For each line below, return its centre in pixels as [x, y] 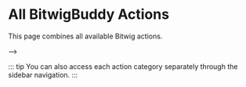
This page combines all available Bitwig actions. [85, 36]
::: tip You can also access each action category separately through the [123, 66]
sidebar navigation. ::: [43, 74]
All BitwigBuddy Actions [89, 14]
